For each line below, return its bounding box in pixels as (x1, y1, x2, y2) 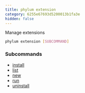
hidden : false (5, 16, 34, 21)
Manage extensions (5, 30, 45, 36)
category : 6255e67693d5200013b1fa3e (5, 12, 80, 17)
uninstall (12, 83, 29, 89)
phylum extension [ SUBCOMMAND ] (5, 39, 69, 44)
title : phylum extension (5, 7, 56, 12)
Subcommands (5, 51, 42, 58)
